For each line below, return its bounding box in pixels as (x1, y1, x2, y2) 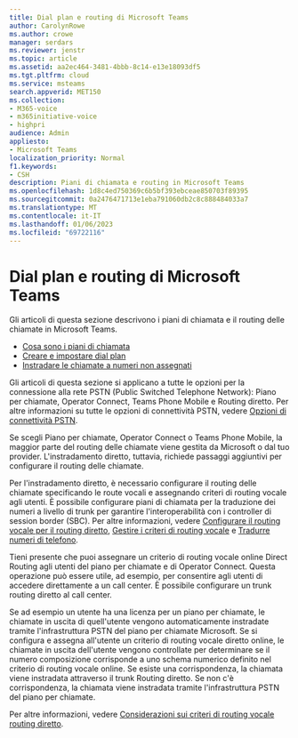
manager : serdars (9, 37, 74, 47)
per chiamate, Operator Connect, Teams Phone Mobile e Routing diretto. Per (9, 397, 289, 407)
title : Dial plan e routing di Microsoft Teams (9, 12, 189, 22)
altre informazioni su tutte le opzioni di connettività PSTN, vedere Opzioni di (9, 405, 287, 416)
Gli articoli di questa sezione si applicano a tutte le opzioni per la (9, 377, 246, 388)
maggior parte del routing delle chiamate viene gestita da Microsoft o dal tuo (9, 442, 290, 453)
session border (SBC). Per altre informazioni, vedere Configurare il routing (9, 516, 281, 526)
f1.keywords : (9, 162, 58, 171)
